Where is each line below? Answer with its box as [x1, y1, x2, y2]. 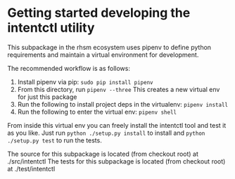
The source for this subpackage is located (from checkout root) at [7, 150, 199, 158]
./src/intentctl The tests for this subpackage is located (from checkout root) [7, 157, 226, 166]
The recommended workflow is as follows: [7, 64, 130, 72]
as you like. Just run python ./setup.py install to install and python [7, 128, 205, 137]
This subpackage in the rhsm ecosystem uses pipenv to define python [7, 43, 212, 51]
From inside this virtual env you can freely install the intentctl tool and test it [7, 121, 227, 129]
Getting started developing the [7, 5, 191, 21]
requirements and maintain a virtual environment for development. [7, 51, 199, 59]
